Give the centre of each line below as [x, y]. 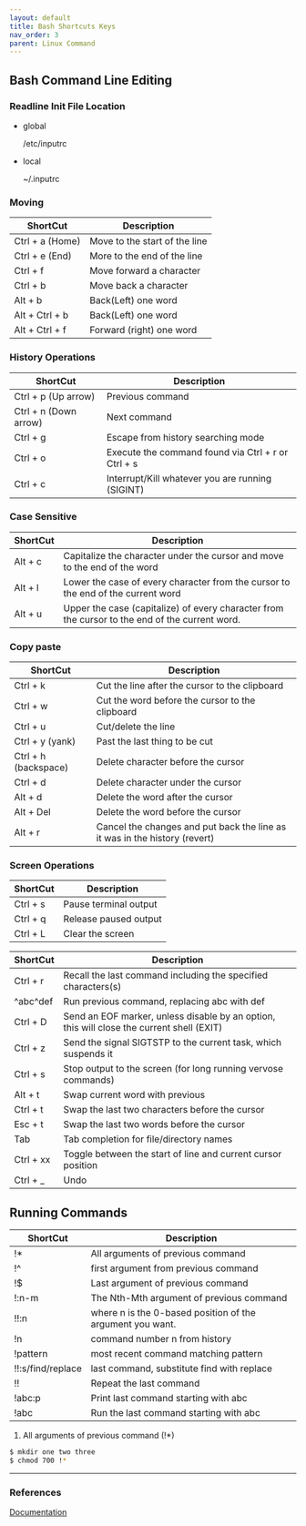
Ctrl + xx [32, 1160]
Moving [26, 202]
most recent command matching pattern [177, 1354]
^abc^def [34, 1002]
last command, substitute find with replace [182, 1368]
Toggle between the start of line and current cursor [173, 1155]
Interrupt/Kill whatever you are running [189, 478]
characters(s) [92, 987]
